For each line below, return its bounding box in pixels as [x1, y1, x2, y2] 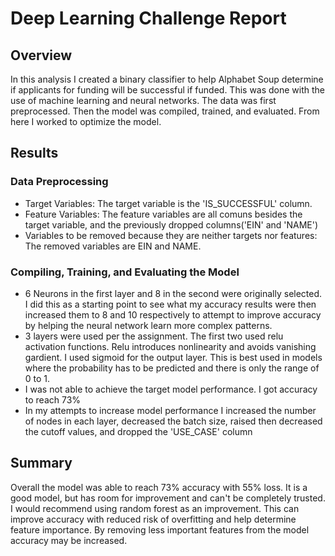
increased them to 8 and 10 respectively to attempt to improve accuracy [24, 308, 322, 321]
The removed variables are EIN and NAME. [24, 240, 202, 252]
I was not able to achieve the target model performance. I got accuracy [24, 383, 318, 395]
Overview [10, 47, 73, 64]
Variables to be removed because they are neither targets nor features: [24, 229, 318, 241]
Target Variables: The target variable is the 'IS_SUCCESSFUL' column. [24, 197, 313, 209]
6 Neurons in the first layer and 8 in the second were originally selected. [24, 287, 323, 299]
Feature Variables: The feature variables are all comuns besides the [24, 208, 303, 220]
